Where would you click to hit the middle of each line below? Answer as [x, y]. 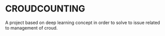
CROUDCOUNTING [45, 9]
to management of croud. [31, 27]
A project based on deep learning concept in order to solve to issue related [83, 22]
